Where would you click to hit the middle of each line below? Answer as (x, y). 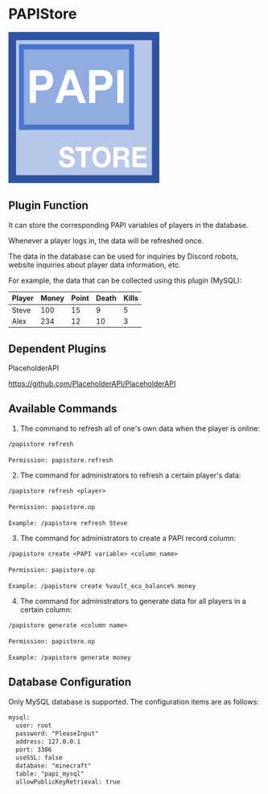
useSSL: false (39, 758)
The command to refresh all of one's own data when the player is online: (140, 428)
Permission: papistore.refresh (61, 460)
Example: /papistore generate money (70, 657)
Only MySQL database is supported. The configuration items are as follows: (134, 701)
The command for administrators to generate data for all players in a (133, 601)
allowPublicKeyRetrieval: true (68, 782)
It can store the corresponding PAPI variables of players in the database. (128, 225)
